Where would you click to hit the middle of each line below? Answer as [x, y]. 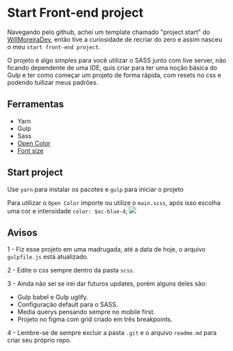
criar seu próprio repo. [39, 340]
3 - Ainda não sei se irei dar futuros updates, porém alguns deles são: [107, 284]
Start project [35, 173]
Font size [30, 150]
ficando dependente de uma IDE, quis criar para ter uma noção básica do [112, 67]
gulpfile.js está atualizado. [48, 257]
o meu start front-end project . [54, 47]
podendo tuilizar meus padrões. [53, 82]
